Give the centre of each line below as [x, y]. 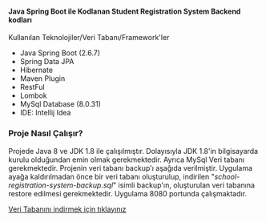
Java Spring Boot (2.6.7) [60, 53]
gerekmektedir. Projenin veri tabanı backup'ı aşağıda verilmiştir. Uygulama [131, 168]
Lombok [34, 95]
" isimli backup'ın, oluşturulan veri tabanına [183, 185]
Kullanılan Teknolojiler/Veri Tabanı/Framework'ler [89, 38]
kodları [20, 19]
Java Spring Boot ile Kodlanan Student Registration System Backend [125, 11]
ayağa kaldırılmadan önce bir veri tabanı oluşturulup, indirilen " [111, 176]
